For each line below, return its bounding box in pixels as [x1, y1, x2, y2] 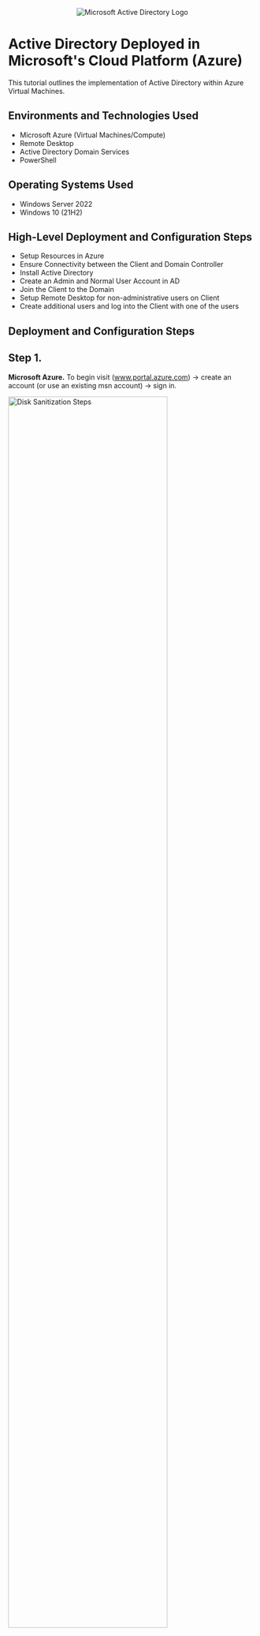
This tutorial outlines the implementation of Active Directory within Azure [8, 77, 244, 87]
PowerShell [19, 155, 57, 165]
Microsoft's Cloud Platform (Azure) [8, 52, 243, 70]
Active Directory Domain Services [19, 147, 130, 156]
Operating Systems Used [8, 178, 134, 192]
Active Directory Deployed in [8, 36, 201, 53]
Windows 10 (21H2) [19, 208, 83, 217]
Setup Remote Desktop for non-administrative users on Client [19, 293, 220, 303]
